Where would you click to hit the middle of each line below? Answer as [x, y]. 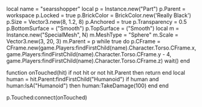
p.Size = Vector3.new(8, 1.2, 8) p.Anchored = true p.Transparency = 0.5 [97, 22]
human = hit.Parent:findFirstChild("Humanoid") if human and [83, 79]
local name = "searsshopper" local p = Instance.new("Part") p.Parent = [96, 9]
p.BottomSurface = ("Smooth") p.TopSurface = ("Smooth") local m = [93, 28]
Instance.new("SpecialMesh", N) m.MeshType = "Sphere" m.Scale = [92, 35]
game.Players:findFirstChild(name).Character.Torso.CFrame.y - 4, [89, 54]
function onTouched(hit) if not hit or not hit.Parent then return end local [96, 72]
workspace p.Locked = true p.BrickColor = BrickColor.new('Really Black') [99, 15]
